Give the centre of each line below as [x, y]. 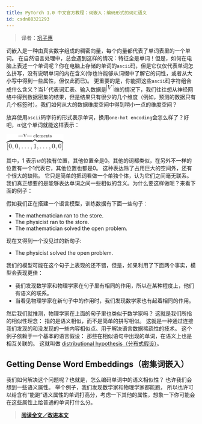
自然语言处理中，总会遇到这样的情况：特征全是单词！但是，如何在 [105, 58]
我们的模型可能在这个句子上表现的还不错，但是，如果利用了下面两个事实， [98, 265]
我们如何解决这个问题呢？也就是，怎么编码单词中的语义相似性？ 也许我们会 [99, 380]
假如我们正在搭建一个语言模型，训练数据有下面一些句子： [77, 203]
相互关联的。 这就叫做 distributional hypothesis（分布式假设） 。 [84, 343]
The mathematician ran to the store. [59, 215]
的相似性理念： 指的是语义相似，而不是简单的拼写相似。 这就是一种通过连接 [100, 321]
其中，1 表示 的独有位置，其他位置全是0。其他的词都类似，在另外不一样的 [99, 160]
